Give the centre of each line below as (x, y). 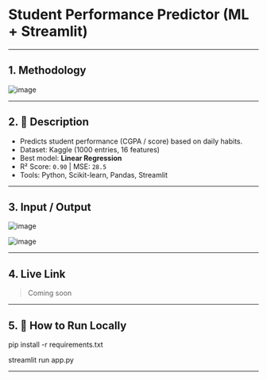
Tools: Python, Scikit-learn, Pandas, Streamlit (94, 175)
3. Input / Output (50, 207)
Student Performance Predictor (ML (129, 15)
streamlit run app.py (41, 360)
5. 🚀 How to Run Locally (68, 326)
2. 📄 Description (49, 122)
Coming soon (50, 293)
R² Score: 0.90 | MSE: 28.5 (63, 166)
